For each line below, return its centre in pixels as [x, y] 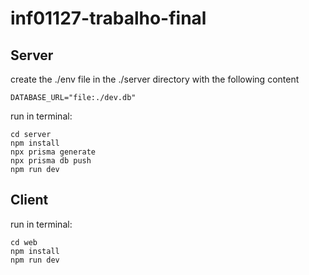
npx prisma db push [51, 161]
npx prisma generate [53, 152]
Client [29, 200]
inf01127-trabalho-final [108, 18]
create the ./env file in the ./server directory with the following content [155, 79]
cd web [24, 242]
